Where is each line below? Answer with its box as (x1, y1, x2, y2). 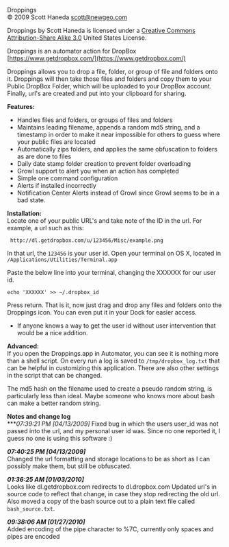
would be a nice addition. (16, 329, 88, 337)
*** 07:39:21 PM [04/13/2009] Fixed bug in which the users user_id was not (7, 420, 219, 428)
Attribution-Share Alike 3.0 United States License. (7, 34, 147, 42)
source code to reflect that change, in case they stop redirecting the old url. (7, 490, 220, 498)
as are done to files (16, 152, 72, 160)
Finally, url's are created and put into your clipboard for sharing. (7, 89, 187, 97)
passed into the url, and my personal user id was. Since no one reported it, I (7, 427, 221, 435)
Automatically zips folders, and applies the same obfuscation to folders (16, 145, 217, 153)
